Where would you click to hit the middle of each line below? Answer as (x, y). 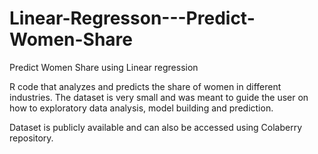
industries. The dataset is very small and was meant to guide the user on (159, 97)
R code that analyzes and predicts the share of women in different (145, 86)
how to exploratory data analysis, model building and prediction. (141, 108)
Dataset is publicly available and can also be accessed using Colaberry (156, 127)
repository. (31, 138)
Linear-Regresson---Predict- (132, 18)
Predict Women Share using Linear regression (104, 67)
